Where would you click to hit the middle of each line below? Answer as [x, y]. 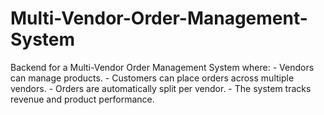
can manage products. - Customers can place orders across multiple [152, 78]
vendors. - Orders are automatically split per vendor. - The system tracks [161, 88]
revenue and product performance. [82, 99]
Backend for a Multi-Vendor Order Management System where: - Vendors [162, 67]
